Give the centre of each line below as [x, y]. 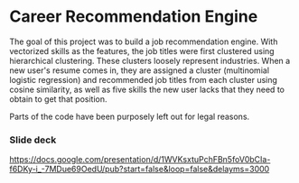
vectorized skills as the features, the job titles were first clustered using [142, 50]
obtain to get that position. [58, 99]
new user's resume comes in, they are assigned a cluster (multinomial [139, 70]
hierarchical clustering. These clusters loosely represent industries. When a [150, 60]
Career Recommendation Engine [134, 17]
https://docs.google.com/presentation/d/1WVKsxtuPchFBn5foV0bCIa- [140, 160]
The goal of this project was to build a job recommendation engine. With [144, 41]
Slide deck [33, 140]
